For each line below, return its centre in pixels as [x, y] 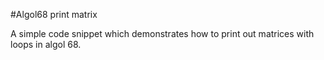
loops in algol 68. [46, 44]
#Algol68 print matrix [54, 14]
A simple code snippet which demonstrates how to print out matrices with [162, 33]
